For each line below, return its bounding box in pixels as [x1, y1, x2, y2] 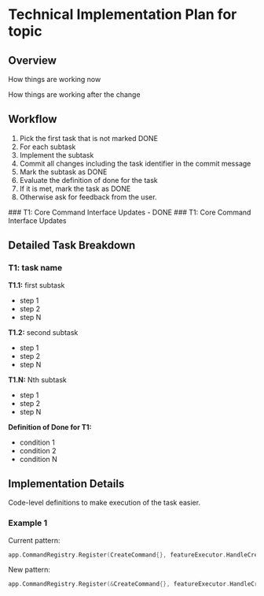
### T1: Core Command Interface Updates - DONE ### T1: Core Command [8, 207, 251, 217]
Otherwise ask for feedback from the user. [19, 192, 157, 202]
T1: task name [8, 263, 63, 274]
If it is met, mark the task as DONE [19, 184, 131, 193]
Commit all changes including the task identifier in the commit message [19, 158, 251, 168]
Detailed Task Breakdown [8, 239, 136, 252]
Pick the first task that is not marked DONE [19, 133, 159, 143]
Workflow [8, 113, 57, 126]
